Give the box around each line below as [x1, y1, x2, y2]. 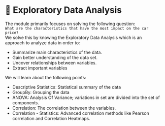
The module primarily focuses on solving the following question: [5, 21, 135, 27]
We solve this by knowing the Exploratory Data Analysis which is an [5, 34, 142, 40]
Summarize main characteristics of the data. [12, 49, 102, 55]
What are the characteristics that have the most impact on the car [5, 26, 149, 31]
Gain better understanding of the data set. [12, 54, 98, 61]
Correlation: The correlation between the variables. [12, 105, 116, 111]
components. [12, 99, 39, 105]
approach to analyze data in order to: [5, 39, 80, 46]
